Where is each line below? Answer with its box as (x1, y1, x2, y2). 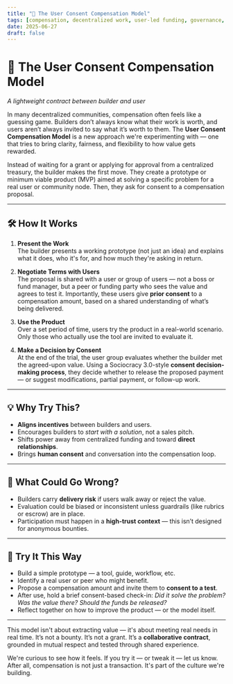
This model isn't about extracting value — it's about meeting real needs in (7, 626, 218, 634)
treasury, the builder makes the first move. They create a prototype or (7, 168, 207, 177)
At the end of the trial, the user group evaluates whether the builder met (17, 353, 223, 361)
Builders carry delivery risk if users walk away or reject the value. (17, 495, 206, 503)
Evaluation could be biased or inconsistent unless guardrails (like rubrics (17, 502, 225, 510)
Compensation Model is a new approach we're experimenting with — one (7, 132, 219, 141)
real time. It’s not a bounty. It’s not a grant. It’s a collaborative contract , (7, 633, 211, 642)
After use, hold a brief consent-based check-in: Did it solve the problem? (17, 591, 226, 599)
